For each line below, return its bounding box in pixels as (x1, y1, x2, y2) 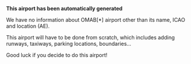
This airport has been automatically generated (6, 5, 123, 12)
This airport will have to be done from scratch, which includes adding (6, 34, 175, 41)
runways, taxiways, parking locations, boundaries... (6, 41, 132, 47)
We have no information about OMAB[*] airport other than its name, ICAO (6, 16, 185, 23)
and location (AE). (6, 23, 50, 29)
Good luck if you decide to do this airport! (6, 52, 108, 58)
